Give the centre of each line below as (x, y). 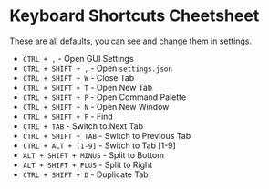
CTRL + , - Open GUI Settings (78, 58)
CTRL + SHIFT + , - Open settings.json (98, 68)
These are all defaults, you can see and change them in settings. (131, 41)
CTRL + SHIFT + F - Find (68, 116)
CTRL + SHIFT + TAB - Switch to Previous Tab (107, 135)
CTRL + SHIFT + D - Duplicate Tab (85, 174)
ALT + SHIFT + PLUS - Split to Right (88, 164)
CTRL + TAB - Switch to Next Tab (83, 126)
